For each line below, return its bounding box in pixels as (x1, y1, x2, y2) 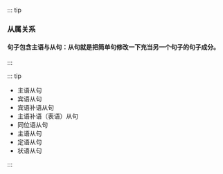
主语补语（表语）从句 (17, 112, 78, 120)
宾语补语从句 (17, 104, 54, 112)
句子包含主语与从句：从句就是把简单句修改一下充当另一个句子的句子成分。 (7, 43, 220, 51)
